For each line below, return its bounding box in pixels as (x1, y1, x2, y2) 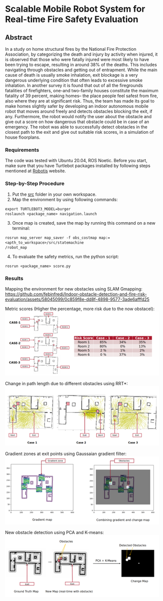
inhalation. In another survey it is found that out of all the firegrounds (5, 83, 143, 88)
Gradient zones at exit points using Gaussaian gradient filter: (5, 451, 127, 456)
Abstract (5, 33, 33, 41)
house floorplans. (5, 134, 41, 140)
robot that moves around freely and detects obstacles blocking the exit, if (5, 108, 153, 114)
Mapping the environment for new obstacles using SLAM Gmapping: (5, 286, 143, 291)
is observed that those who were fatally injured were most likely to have (5, 57, 149, 62)
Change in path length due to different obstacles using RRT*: (5, 380, 128, 386)
